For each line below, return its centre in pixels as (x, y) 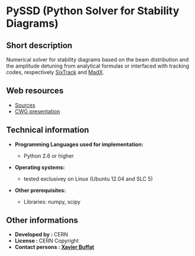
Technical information (48, 130)
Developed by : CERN (41, 235)
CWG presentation (37, 111)
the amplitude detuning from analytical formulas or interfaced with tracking (98, 66)
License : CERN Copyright (47, 241)
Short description (39, 45)
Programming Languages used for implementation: (79, 144)
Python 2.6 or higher (49, 156)
